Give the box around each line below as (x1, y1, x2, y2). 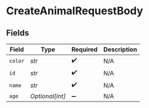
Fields (6, 28, 30, 38)
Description (103, 46, 138, 53)
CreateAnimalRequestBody (6, 4, 144, 18)
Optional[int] (30, 92, 66, 100)
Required (71, 46, 98, 53)
